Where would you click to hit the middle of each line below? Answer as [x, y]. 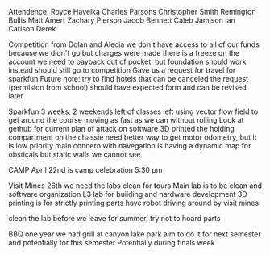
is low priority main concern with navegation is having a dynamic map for [130, 146]
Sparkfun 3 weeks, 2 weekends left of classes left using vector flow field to [133, 111]
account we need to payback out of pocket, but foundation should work [127, 61]
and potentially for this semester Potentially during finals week [112, 242]
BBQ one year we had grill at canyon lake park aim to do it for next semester [135, 234]
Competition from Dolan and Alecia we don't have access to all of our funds [134, 44]
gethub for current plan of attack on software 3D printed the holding [122, 129]
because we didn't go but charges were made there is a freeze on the [124, 53]
